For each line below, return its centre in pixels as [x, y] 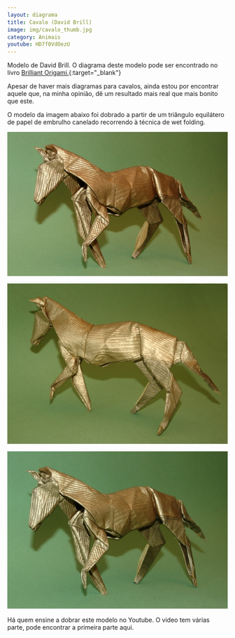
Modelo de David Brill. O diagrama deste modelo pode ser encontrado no [113, 65]
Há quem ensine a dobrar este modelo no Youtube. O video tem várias [108, 620]
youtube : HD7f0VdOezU [39, 45]
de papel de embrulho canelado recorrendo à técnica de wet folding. [106, 122]
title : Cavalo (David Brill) [50, 22]
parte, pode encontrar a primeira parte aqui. [71, 627]
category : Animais [34, 37]
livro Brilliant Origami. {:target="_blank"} [64, 73]
